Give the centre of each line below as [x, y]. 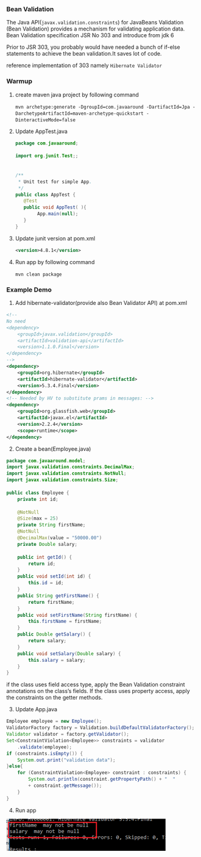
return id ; [42, 564]
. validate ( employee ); [44, 747]
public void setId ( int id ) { [54, 576]
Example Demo [29, 290]
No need [16, 321]
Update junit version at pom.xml [55, 238]
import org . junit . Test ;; [47, 156]
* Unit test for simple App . [55, 182]
